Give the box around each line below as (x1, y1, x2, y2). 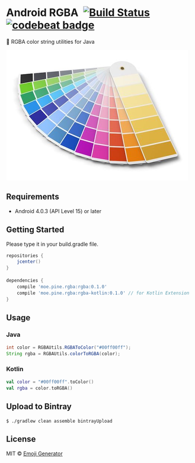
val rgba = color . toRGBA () (6, 385, 73, 391)
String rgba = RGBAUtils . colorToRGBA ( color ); (6, 351, 120, 357)
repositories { (6, 252, 44, 259)
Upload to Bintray (6, 401, 72, 411)
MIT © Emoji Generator (6, 450, 63, 457)
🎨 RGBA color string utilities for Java (6, 38, 95, 45)
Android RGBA (6, 6, 79, 20)
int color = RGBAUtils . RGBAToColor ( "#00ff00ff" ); (6, 345, 132, 351)
